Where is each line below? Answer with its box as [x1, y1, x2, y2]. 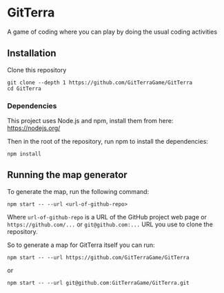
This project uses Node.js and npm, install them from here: [7, 117, 174, 125]
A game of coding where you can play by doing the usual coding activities [7, 28, 218, 36]
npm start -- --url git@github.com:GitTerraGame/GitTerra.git [7, 279, 190, 286]
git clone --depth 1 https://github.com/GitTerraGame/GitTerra [7, 79, 193, 86]
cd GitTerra [7, 85, 41, 92]
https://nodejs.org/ [7, 124, 61, 132]
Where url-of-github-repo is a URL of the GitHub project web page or [7, 213, 207, 221]
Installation [7, 47, 57, 59]
